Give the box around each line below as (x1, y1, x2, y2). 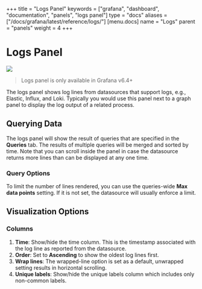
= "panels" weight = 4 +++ (6, 24, 74, 31)
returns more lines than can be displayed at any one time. (6, 154, 149, 161)
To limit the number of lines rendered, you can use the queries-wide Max (6, 183, 188, 190)
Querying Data (6, 119, 62, 129)
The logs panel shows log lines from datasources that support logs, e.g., (6, 88, 186, 95)
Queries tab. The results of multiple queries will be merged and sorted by (6, 141, 189, 148)
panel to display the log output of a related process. (6, 101, 134, 108)
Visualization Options (6, 206, 89, 217)
